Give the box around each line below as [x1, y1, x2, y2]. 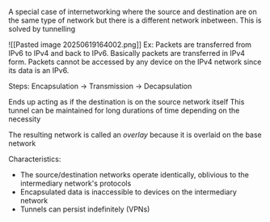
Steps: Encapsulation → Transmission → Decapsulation [8, 81, 192, 91]
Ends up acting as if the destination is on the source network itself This [8, 97, 245, 106]
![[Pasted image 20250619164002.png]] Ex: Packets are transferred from [8, 40, 252, 49]
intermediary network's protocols [19, 178, 132, 188]
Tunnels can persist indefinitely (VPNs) [19, 204, 150, 214]
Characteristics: [8, 154, 61, 164]
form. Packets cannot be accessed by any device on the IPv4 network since [8, 57, 262, 66]
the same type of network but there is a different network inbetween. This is [8, 15, 262, 25]
